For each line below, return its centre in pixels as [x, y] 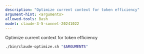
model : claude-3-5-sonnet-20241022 [42, 24]
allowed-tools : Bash [27, 19]
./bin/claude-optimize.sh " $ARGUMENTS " [47, 47]
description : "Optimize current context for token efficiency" [72, 10]
